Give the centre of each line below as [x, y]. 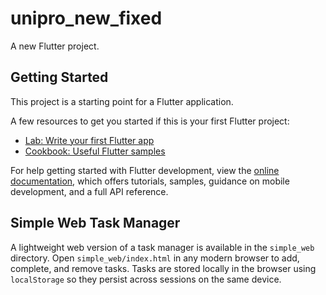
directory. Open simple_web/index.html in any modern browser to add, [155, 258]
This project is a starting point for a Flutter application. [122, 101]
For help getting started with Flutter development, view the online [145, 170]
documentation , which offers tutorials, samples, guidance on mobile [150, 181]
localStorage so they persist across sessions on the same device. [146, 279]
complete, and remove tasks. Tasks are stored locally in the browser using [163, 268]
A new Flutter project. [55, 46]
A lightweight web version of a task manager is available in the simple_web [162, 247]
